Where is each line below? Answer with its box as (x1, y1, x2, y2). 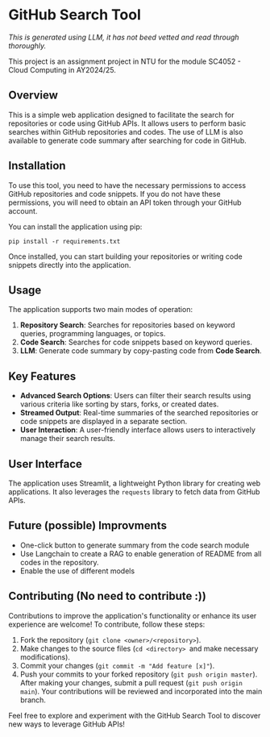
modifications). (19, 652, 71, 662)
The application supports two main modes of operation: (8, 305, 193, 314)
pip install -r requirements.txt (8, 237, 121, 245)
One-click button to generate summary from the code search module (19, 540, 250, 550)
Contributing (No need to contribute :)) (8, 589, 207, 603)
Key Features (8, 369, 77, 383)
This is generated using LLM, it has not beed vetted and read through (8, 32, 239, 42)
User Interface (8, 457, 83, 471)
